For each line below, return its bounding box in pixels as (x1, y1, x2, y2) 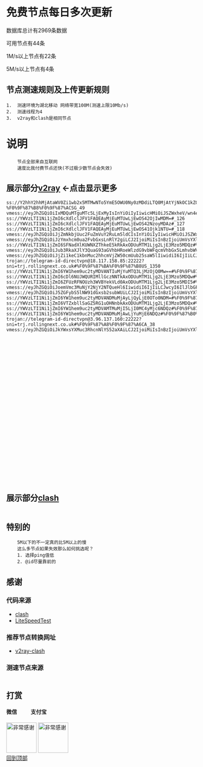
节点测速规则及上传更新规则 (6, 85, 110, 95)
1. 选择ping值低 (17, 552, 54, 559)
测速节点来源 (6, 663, 44, 672)
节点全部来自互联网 (17, 159, 58, 165)
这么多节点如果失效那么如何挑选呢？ (17, 546, 94, 552)
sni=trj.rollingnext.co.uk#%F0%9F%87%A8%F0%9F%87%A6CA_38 (6, 321, 155, 328)
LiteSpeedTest (14, 617, 51, 624)
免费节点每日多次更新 (6, 5, 113, 19)
